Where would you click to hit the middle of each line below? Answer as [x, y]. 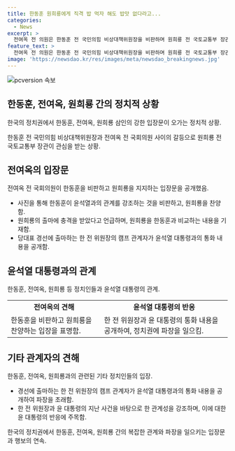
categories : [24, 20]
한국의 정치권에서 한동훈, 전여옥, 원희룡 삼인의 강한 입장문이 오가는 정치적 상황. [114, 122]
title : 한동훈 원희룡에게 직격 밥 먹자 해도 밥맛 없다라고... [84, 14]
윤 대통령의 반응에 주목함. [52, 417]
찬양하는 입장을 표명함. [46, 331]
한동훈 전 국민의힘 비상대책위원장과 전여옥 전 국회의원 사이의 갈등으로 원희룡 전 [115, 137]
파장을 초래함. [55, 400]
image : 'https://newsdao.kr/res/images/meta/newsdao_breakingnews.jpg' [114, 59]
